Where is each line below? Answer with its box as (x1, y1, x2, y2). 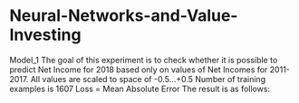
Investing (9, 24, 82, 45)
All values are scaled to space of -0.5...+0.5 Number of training (30, 73, 265, 84)
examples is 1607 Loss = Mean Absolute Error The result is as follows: (9, 83, 270, 94)
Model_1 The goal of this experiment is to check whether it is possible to (9, 54, 278, 65)
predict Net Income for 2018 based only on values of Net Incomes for (9, 64, 268, 75)
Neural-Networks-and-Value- (9, 5, 238, 26)
